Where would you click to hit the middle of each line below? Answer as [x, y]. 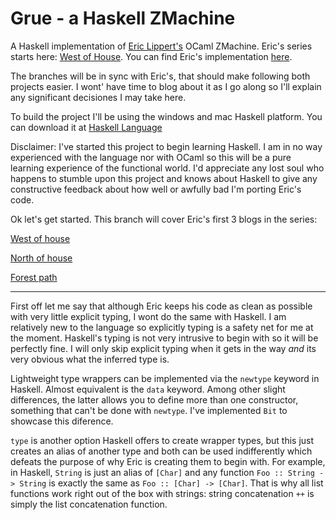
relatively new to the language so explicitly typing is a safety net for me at [162, 327]
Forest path [34, 277]
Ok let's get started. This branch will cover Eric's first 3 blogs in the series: [164, 219]
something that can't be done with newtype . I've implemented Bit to [149, 410]
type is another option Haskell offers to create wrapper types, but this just [162, 440]
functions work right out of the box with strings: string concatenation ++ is [162, 493]
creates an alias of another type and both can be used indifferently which [161, 451]
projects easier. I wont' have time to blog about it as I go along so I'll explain [166, 86]
